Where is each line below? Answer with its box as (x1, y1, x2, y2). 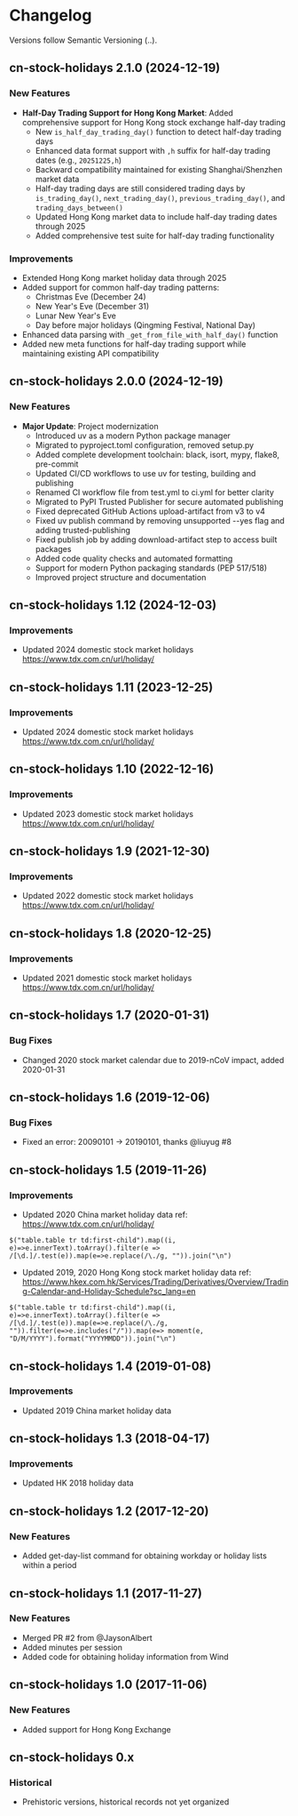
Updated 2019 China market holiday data (21, 1405, 172, 1416)
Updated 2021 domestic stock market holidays (21, 972, 192, 983)
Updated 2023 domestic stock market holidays (21, 808, 193, 819)
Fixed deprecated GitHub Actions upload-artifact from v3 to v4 (35, 506, 266, 516)
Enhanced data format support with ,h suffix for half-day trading (35, 145, 271, 156)
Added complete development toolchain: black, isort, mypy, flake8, (35, 449, 280, 460)
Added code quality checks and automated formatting (35, 553, 233, 564)
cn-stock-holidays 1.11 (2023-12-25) (9, 679, 214, 694)
